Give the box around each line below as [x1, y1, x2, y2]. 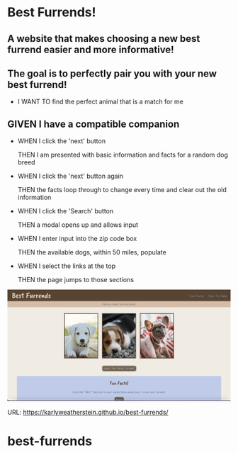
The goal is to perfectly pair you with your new [7, 67, 217, 79]
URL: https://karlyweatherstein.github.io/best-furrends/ [7, 408, 169, 417]
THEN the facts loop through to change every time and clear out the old [17, 186, 227, 194]
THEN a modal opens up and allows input [17, 220, 139, 229]
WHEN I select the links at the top [17, 262, 115, 270]
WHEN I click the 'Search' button [17, 207, 114, 216]
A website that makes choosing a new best [7, 33, 200, 45]
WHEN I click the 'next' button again [17, 172, 124, 181]
